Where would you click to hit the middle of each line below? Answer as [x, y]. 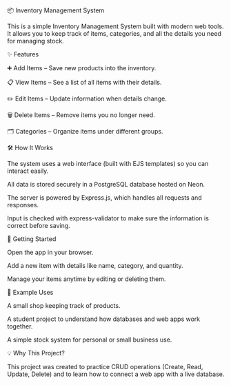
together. [20, 326]
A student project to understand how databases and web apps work [104, 319]
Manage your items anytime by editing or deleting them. [87, 279]
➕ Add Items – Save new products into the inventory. [82, 68]
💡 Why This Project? [36, 353]
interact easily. [28, 171]
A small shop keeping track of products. [64, 305]
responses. [23, 205]
